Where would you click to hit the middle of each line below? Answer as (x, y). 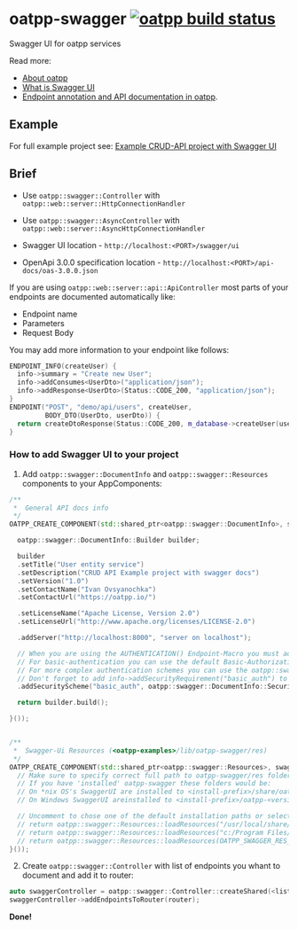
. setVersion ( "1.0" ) (53, 581)
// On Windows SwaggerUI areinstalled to (95, 800)
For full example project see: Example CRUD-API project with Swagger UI (143, 145)
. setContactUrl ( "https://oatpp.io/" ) (87, 597)
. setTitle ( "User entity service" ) (81, 564)
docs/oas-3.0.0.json (60, 270)
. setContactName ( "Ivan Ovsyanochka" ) (87, 589)
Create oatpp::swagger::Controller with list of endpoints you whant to (151, 866)
